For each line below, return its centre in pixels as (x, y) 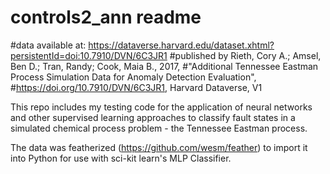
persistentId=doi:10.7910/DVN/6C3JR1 (89, 55)
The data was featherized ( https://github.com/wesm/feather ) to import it (159, 147)
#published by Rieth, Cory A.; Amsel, (245, 55)
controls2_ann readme (106, 17)
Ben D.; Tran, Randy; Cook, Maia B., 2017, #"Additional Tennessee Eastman (164, 66)
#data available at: (48, 45)
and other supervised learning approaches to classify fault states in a (153, 117)
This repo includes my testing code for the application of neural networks (161, 107)
